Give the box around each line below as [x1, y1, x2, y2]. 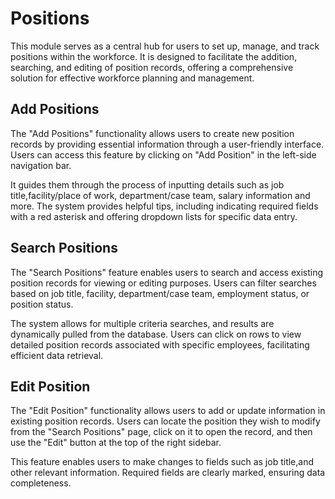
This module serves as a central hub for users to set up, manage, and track [10, 40, 320, 52]
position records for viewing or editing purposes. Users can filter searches [10, 277, 317, 289]
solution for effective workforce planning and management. [10, 72, 255, 84]
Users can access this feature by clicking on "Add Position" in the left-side [10, 148, 317, 161]
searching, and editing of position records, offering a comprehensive [10, 61, 294, 73]
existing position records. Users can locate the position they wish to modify [10, 415, 321, 427]
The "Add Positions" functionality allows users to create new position [10, 127, 295, 139]
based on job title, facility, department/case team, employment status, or [10, 287, 310, 299]
